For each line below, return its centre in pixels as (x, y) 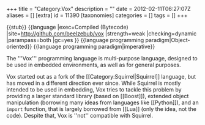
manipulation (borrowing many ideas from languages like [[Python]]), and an (102, 102)
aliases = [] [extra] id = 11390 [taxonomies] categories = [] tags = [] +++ (97, 15)
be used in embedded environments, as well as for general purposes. (94, 65)
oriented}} (19, 46)
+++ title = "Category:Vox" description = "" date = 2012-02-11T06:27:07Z (99, 9)
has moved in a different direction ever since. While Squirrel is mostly (94, 83)
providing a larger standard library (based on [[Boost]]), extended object (98, 96)
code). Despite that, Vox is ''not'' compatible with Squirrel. (80, 116)
